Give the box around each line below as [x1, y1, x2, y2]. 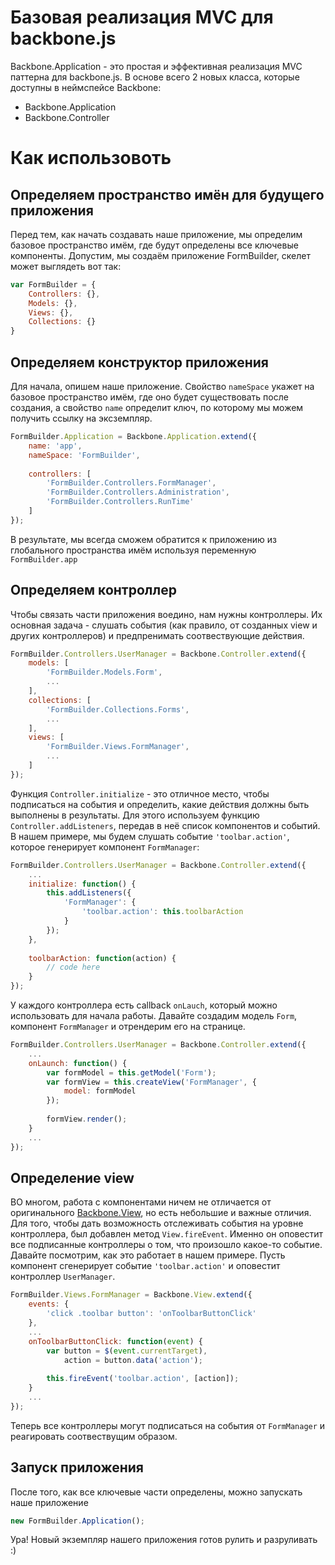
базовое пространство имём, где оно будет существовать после [10, 391, 289, 403]
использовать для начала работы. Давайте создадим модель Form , [10, 1010, 298, 1022]
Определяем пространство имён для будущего [10, 186, 325, 203]
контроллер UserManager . [10, 1271, 116, 1283]
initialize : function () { [28, 879, 137, 889]
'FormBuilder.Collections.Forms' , [46, 704, 190, 715]
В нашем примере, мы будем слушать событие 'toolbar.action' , [10, 830, 290, 842]
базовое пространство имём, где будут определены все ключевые [10, 239, 299, 251]
